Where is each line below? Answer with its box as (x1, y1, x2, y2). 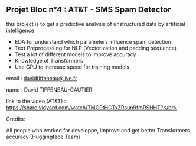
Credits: (6, 115, 25, 122)
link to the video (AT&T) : (6, 98, 66, 105)
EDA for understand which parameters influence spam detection (14, 38, 171, 45)
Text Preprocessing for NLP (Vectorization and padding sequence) (14, 44, 177, 51)
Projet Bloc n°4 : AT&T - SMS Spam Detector (6, 5, 171, 15)
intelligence (6, 27, 34, 34)
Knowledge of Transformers (14, 57, 84, 64)
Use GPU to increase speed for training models (14, 63, 130, 70)
